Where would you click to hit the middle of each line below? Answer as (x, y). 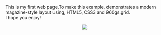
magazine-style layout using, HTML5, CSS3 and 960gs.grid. (68, 12)
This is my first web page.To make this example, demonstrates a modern (81, 7)
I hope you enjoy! (23, 18)
